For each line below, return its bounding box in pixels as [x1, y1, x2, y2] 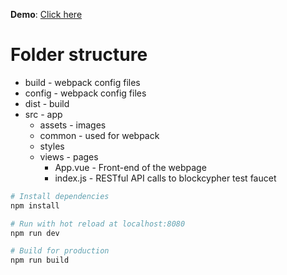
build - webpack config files [24, 76, 141, 88]
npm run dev [10, 228, 60, 238]
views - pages [39, 150, 99, 163]
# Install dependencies [10, 191, 110, 201]
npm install [10, 200, 60, 211]
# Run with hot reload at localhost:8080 [10, 219, 186, 229]
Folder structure [10, 44, 148, 66]
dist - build [24, 97, 70, 109]
